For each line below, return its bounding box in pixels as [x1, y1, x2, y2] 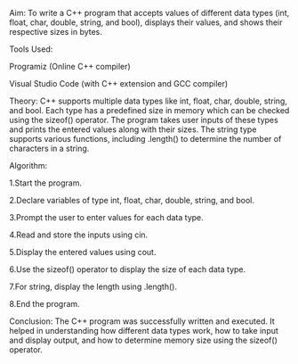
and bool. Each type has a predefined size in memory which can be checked [9, 105, 290, 115]
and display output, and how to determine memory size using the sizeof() [9, 335, 278, 345]
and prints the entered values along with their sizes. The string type [9, 124, 257, 135]
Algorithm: [9, 161, 47, 170]
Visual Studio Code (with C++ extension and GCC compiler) [9, 79, 229, 88]
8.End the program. [9, 299, 80, 309]
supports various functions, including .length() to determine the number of [9, 134, 282, 144]
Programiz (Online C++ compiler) [9, 62, 131, 71]
